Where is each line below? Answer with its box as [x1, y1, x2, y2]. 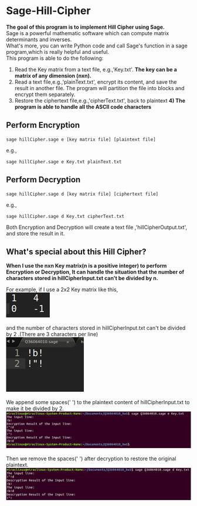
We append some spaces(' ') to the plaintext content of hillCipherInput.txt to [6, 399, 190, 406]
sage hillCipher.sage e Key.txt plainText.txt [6, 159, 122, 165]
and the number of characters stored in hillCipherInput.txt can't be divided [6, 324, 186, 331]
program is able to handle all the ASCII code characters [14, 103, 151, 110]
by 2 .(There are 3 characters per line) [6, 331, 98, 338]
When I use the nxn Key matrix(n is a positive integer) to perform [6, 262, 167, 269]
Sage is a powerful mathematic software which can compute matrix [6, 29, 169, 36]
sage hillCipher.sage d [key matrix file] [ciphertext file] [6, 191, 159, 197]
